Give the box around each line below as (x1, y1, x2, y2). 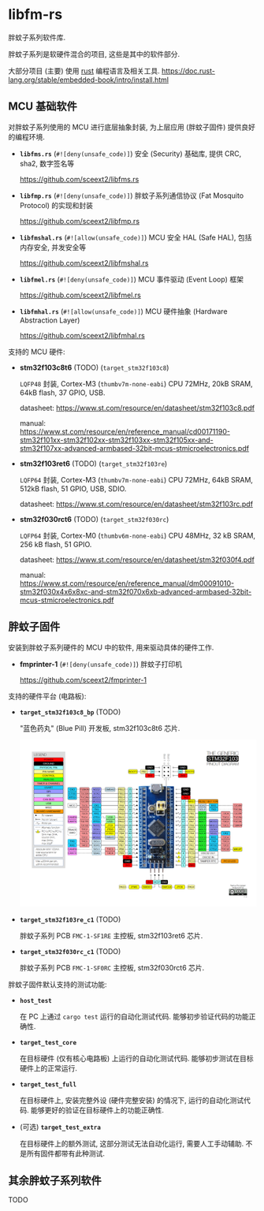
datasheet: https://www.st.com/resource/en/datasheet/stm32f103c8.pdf (19, 403, 255, 412)
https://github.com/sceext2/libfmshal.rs (19, 258, 149, 267)
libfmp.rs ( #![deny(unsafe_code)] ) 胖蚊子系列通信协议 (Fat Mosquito (19, 191, 244, 200)
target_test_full (19, 1080, 77, 1089)
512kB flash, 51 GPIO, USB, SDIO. (19, 483, 127, 494)
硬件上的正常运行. (19, 1063, 77, 1073)
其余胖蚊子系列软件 (8, 1174, 102, 1187)
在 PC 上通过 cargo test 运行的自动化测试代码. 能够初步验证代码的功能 (19, 1012, 250, 1021)
